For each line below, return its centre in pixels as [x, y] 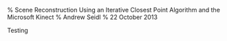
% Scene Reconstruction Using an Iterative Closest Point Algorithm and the [113, 10]
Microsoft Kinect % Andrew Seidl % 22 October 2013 [83, 17]
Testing [18, 30]
